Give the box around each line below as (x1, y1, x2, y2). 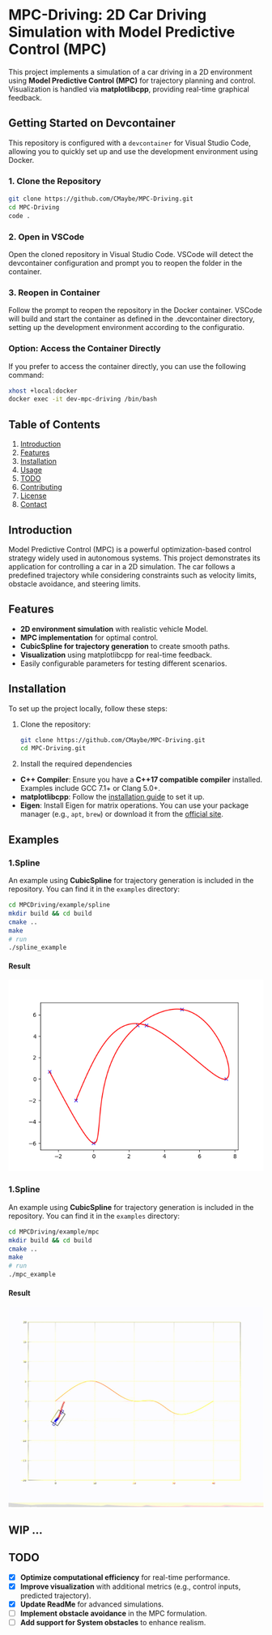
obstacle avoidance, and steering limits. (8, 578, 141, 589)
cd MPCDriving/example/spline (8, 901, 111, 909)
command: (8, 370, 45, 380)
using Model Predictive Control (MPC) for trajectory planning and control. (8, 75, 256, 85)
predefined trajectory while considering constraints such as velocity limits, (8, 570, 257, 580)
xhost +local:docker (8, 387, 79, 395)
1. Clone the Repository (8, 175, 101, 187)
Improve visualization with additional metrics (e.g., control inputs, (19, 1581, 241, 1591)
